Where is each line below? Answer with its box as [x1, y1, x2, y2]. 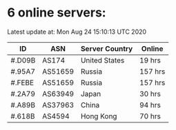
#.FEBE [10, 78, 35, 87]
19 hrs [139, 55, 161, 65]
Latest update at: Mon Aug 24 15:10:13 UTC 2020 [7, 28, 147, 36]
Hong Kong [80, 111, 117, 121]
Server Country [80, 43, 133, 53]
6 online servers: [7, 5, 106, 21]
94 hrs [139, 100, 161, 109]
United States [80, 55, 125, 65]
